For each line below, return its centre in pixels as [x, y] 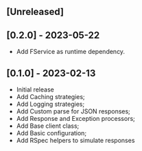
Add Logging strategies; [50, 104]
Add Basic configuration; [51, 133]
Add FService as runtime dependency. [70, 52]
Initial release [35, 90]
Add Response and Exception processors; [75, 119]
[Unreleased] [35, 12]
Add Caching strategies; [50, 97]
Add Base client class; [48, 126]
